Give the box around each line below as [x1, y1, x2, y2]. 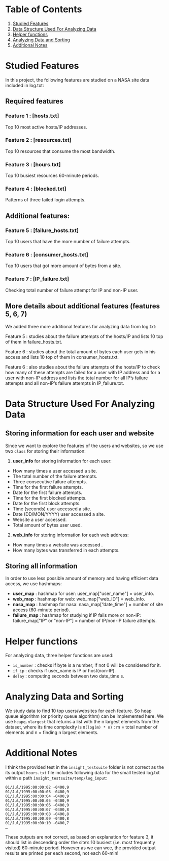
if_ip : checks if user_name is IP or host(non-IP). [12, 668, 116, 674]
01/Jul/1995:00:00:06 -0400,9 [5, 803, 70, 808]
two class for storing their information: [5, 448, 86, 454]
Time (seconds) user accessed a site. [12, 506, 91, 512]
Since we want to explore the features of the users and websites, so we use [5, 442, 164, 449]
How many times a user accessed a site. [12, 467, 97, 474]
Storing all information [5, 562, 78, 570]
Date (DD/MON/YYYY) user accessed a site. [12, 511, 105, 517]
